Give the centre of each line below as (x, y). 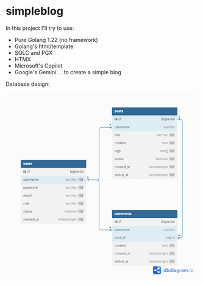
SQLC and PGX (34, 52)
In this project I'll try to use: (40, 28)
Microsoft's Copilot (38, 66)
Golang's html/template (44, 46)
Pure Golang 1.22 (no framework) (56, 40)
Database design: (28, 84)
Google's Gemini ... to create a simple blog (68, 72)
